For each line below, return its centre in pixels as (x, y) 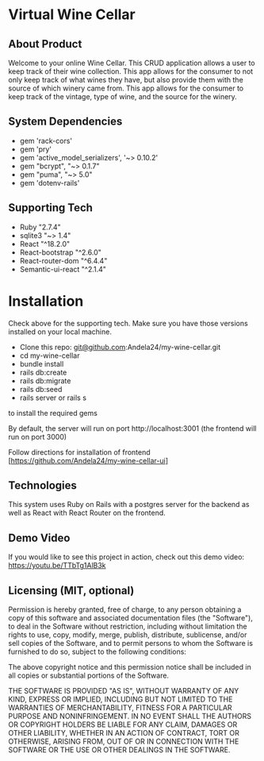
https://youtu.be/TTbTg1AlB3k (57, 566)
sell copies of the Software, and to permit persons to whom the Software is (131, 643)
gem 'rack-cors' (46, 140)
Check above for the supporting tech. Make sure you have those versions (128, 323)
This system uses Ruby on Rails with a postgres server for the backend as (129, 505)
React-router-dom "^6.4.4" (63, 260)
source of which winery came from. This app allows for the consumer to (126, 88)
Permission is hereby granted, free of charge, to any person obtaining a (125, 609)
